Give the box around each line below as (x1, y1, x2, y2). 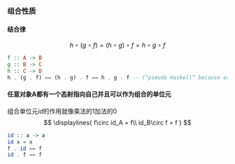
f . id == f (7, 145, 42, 152)
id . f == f (7, 151, 42, 158)
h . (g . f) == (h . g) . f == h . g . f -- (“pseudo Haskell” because (7, 74, 220, 81)
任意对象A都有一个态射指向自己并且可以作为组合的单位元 (7, 90, 171, 99)
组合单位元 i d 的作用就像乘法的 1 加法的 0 (7, 107, 117, 115)
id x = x (7, 138, 33, 145)
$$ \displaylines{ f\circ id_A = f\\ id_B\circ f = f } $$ (43, 118, 192, 127)
